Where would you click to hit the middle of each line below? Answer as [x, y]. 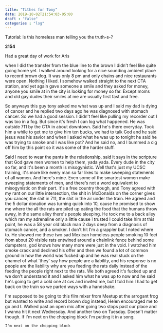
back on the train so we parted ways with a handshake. [60, 287]
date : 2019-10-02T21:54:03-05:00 [39, 14]
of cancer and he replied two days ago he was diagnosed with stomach [77, 111]
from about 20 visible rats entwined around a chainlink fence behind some [80, 240]
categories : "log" [25, 23]
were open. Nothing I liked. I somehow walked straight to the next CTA [75, 81]
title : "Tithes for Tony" [31, 10]
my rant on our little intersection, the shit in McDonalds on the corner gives [80, 193]
